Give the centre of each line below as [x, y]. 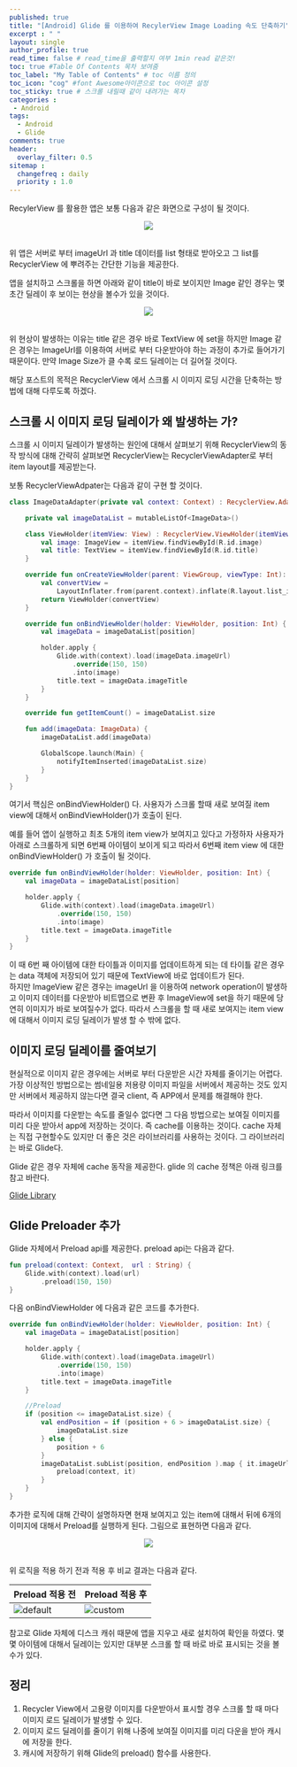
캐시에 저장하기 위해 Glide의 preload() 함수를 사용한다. [116, 1753]
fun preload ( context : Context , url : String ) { [100, 1265]
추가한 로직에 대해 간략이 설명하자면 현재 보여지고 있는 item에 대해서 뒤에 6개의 [145, 1514]
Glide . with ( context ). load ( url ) [83, 1273]
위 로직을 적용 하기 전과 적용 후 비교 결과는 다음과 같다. [103, 1570]
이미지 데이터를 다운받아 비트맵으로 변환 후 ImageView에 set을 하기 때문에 [146, 998]
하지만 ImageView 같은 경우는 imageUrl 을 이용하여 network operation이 [137, 987]
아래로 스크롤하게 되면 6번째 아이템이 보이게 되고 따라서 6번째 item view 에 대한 [147, 845]
